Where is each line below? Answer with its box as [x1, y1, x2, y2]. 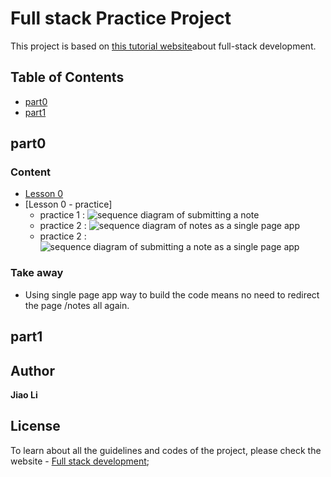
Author [10, 362, 55, 379]
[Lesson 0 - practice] [24, 198, 113, 211]
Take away [10, 266, 64, 280]
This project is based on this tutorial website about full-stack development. [10, 40, 317, 52]
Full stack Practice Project [10, 7, 232, 30]
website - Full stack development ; [10, 455, 150, 467]
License [10, 418, 61, 435]
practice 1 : [39, 209, 86, 221]
